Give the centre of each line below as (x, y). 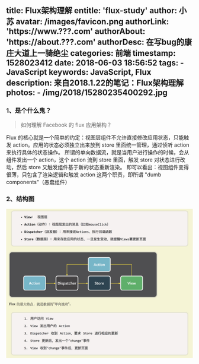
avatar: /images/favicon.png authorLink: (92, 22)
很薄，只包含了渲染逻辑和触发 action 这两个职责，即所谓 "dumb (84, 175)
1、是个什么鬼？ (29, 110)
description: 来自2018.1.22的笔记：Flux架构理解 (95, 83)
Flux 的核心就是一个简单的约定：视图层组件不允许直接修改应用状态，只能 (95, 137)
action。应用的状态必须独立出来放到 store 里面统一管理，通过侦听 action (101, 145)
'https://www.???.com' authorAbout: (76, 31)
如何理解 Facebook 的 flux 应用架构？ (66, 125)
